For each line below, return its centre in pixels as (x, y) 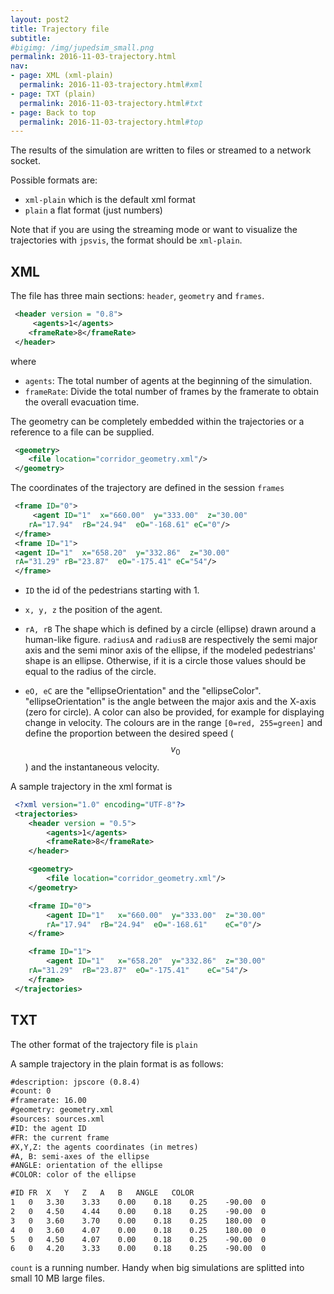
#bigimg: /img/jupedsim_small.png (82, 47)
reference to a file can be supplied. (82, 432)
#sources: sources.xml (57, 1119)
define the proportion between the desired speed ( (129, 733)
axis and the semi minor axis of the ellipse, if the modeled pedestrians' (170, 650)
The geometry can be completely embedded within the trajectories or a (157, 421)
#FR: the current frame (60, 1137)
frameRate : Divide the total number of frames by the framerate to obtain (171, 391)
